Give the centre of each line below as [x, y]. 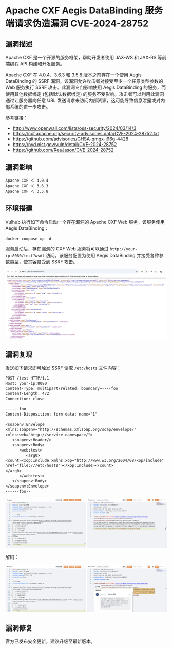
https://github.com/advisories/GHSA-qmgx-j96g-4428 [71, 139]
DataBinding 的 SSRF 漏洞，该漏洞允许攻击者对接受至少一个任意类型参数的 [84, 81]
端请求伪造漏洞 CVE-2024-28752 [77, 23]
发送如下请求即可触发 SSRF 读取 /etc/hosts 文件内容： [63, 368]
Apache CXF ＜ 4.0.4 [27, 181]
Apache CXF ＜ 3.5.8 [27, 191]
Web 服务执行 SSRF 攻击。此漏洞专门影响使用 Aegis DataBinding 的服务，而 [85, 87]
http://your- [123, 249]
